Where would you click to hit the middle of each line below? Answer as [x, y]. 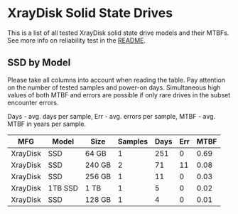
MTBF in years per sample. [47, 124]
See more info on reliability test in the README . [77, 40]
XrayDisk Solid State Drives [90, 13]
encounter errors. [33, 102]
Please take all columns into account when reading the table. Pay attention [117, 80]
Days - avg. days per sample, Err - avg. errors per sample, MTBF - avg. [111, 116]
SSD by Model [39, 63]
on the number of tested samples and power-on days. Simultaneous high [114, 87]
